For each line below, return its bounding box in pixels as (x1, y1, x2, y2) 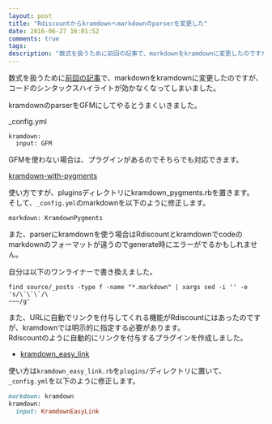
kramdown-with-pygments (8, 171, 98, 180)
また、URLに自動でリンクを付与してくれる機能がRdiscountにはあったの (8, 313, 247, 322)
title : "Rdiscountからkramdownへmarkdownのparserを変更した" (8, 19, 208, 28)
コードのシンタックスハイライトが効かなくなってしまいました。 (8, 83, 221, 93)
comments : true (8, 34, 60, 43)
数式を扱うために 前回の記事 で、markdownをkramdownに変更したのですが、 (8, 73, 263, 82)
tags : (8, 42, 27, 50)
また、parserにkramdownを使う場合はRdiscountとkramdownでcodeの (8, 229, 243, 239)
